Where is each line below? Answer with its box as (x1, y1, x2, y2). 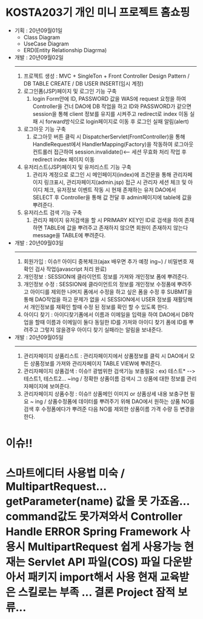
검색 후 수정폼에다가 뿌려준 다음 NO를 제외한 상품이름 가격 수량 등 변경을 (23, 405, 195, 413)
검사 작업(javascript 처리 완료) (35, 265, 107, 272)
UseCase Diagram (23, 40, 69, 47)
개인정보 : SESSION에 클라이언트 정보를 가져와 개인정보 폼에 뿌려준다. (23, 272, 189, 280)
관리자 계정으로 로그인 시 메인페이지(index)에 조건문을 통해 (32, 171, 172, 178)
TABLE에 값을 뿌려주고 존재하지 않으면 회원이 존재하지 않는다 (44, 224, 188, 231)
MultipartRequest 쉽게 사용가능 (27, 540, 182, 554)
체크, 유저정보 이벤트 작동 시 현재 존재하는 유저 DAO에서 (44, 186, 176, 193)
